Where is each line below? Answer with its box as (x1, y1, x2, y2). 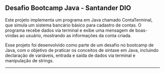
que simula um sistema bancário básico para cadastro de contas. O (5, 22, 141, 28)
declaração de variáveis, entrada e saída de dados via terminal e (5, 52, 136, 58)
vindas (5, 32, 19, 38)
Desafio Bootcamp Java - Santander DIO (5, 4, 132, 12)
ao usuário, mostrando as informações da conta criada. (19, 32, 132, 38)
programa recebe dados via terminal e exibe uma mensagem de (5, 27, 135, 33)
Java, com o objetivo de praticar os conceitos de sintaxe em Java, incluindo (5, 47, 159, 53)
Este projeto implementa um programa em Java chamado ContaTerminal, (5, 17, 153, 23)
